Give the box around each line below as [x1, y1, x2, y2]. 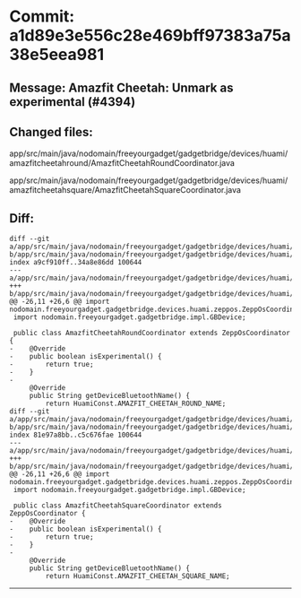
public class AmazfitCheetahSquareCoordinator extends [13, 501, 222, 510]
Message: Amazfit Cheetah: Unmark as [9, 80, 234, 95]
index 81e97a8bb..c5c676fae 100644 [9, 430, 142, 440]
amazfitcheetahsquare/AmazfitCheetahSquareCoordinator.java [9, 185, 242, 195]
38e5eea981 [9, 45, 105, 65]
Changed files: [9, 124, 94, 140]
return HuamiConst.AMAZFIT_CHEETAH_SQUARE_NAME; [45, 572, 230, 581]
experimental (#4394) [9, 94, 136, 109]
